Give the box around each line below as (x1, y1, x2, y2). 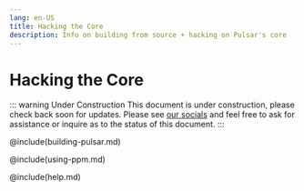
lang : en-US (9, 13, 55, 23)
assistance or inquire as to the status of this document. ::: (9, 119, 225, 130)
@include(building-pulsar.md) (9, 136, 121, 147)
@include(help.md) (9, 172, 82, 183)
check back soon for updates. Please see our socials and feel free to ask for (9, 109, 296, 120)
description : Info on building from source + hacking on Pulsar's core (9, 30, 287, 39)
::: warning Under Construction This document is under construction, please (9, 99, 296, 110)
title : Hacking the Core (9, 22, 104, 31)
